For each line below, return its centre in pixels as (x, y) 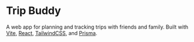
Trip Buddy (34, 11)
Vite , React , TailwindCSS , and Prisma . (52, 33)
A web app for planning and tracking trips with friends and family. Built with (97, 27)
